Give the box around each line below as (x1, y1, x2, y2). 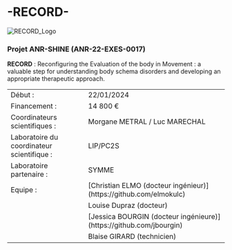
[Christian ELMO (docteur (88, 181, 171, 191)
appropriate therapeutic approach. (7, 75, 106, 83)
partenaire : (10, 170, 48, 180)
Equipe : (10, 185, 37, 195)
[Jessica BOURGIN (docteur (88, 212, 180, 222)
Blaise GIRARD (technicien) (88, 232, 177, 242)
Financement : (10, 102, 57, 111)
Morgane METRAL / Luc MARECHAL (88, 117, 206, 126)
